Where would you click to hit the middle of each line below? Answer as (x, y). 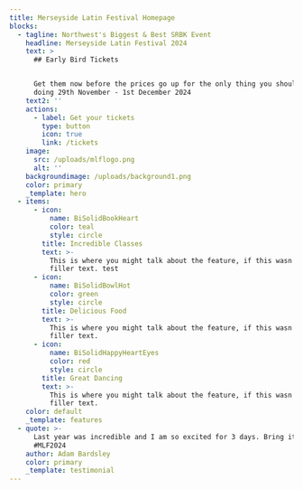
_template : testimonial (70, 471)
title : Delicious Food (84, 311)
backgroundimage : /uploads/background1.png (109, 176)
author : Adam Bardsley (68, 454)
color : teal (72, 227)
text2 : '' (44, 100)
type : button (66, 126)
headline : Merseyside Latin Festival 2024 (106, 43)
